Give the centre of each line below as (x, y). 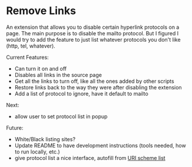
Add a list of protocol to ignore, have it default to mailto (81, 93)
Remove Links (41, 11)
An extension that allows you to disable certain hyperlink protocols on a (93, 27)
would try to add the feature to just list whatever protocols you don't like (93, 39)
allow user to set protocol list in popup (61, 116)
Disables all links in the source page (58, 75)
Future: (15, 128)
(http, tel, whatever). (31, 46)
